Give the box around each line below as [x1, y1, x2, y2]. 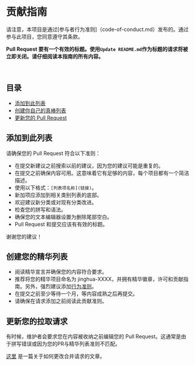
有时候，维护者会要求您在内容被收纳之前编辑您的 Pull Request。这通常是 [6, 333, 182, 340]
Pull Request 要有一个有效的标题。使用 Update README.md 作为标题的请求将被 [6, 45, 189, 53]
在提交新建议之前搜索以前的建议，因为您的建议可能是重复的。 [14, 162, 164, 169]
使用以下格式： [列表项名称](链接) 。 [14, 184, 97, 191]
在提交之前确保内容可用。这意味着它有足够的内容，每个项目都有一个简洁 [14, 169, 189, 176]
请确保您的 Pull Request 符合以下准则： [6, 150, 101, 157]
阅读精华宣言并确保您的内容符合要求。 [14, 268, 107, 276]
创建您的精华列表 [6, 252, 68, 261]
